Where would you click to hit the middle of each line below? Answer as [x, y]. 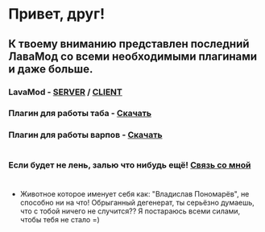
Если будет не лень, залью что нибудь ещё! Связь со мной [130, 164]
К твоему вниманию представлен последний [129, 44]
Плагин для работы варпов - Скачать [85, 135]
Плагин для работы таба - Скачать [80, 114]
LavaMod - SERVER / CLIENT [65, 92]
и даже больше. [51, 69]
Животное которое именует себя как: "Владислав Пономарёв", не [135, 193]
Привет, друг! [57, 14]
